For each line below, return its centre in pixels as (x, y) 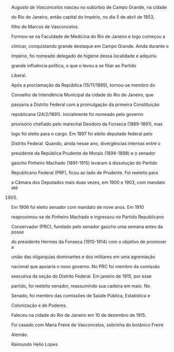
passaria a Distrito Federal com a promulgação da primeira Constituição (85, 104)
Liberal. (19, 75)
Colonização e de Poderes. (39, 305)
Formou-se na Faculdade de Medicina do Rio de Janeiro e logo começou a (88, 36)
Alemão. (20, 334)
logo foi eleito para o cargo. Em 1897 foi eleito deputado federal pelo (82, 134)
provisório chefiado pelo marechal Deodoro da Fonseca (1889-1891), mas (87, 124)
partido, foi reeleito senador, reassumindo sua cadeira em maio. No (81, 286)
